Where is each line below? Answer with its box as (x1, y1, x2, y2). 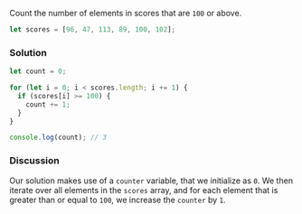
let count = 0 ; (9, 67, 67, 76)
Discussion (9, 154, 61, 167)
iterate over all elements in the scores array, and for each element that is (9, 184, 278, 195)
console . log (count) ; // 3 (9, 133, 107, 143)
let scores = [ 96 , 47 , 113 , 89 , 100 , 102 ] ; (9, 25, 176, 34)
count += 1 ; (25, 99, 71, 109)
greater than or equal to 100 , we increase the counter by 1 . (9, 194, 226, 205)
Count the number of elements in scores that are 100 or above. (9, 8, 242, 18)
